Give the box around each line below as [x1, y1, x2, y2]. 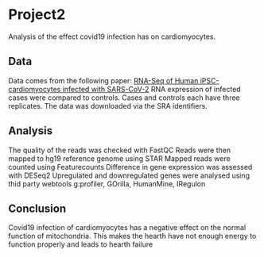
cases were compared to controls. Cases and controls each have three [8, 93, 240, 102]
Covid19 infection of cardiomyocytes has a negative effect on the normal [8, 223, 247, 232]
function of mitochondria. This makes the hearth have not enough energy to [8, 232, 257, 241]
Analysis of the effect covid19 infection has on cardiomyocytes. [8, 32, 216, 41]
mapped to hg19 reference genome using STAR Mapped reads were [8, 153, 231, 163]
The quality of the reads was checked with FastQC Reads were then [8, 145, 231, 155]
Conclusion [8, 201, 67, 215]
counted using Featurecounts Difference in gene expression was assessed [8, 162, 253, 171]
